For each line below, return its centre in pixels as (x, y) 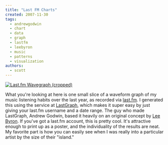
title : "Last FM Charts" (31, 10)
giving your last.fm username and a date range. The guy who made (75, 110)
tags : (11, 19)
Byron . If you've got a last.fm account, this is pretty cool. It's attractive (78, 121)
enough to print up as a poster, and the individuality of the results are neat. (82, 126)
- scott (18, 71)
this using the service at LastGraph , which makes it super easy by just (78, 105)
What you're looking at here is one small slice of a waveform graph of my (81, 94)
